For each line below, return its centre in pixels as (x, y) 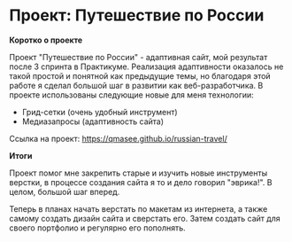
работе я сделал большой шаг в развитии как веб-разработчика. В (136, 85)
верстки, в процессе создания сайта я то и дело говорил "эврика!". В (141, 182)
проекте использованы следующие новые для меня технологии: (131, 95)
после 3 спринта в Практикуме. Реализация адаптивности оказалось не (146, 66)
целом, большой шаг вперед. (65, 191)
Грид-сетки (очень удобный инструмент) (100, 112)
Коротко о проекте (46, 40)
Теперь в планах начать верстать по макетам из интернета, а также (138, 208)
